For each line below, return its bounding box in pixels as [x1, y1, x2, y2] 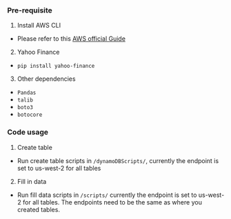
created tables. [17, 205, 61, 213]
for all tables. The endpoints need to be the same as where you [23, 198, 202, 206]
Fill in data [17, 177, 47, 185]
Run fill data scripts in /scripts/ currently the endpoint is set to [17, 191, 197, 199]
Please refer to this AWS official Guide [17, 35, 126, 43]
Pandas [17, 89, 37, 97]
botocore [17, 111, 43, 119]
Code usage [7, 127, 48, 137]
